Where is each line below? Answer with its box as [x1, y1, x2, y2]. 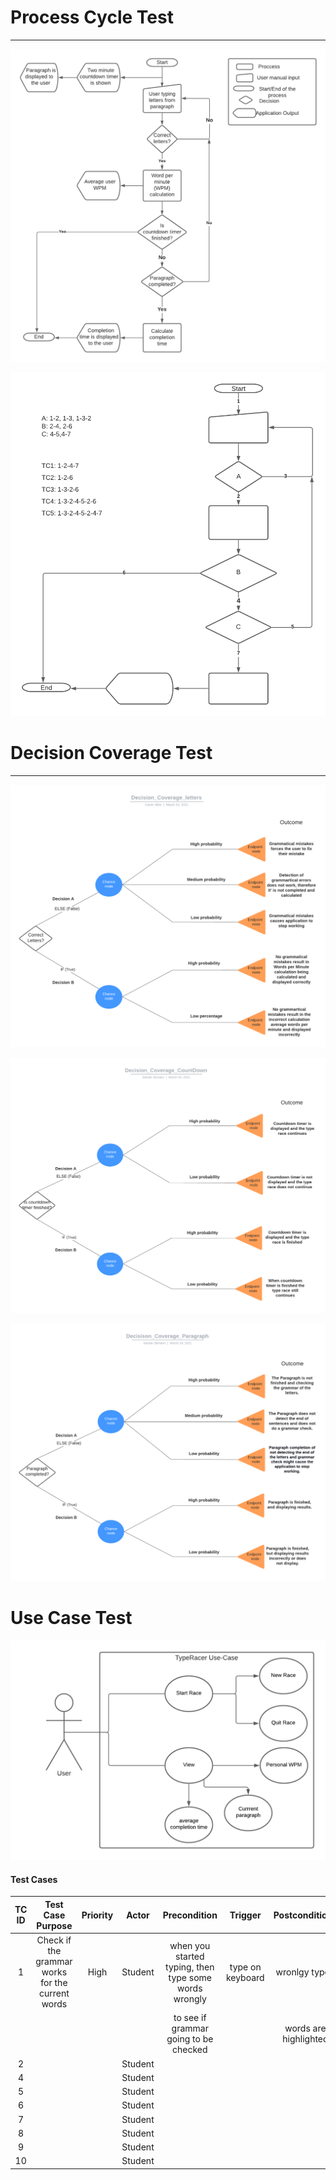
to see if [173, 2012, 207, 2024]
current [39, 1987, 70, 2000]
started [175, 1950, 205, 1962]
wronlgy [275, 1966, 310, 1978]
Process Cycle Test [10, 6, 174, 29]
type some [168, 1971, 213, 1983]
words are [284, 2022, 327, 2035]
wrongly [173, 1992, 207, 2005]
